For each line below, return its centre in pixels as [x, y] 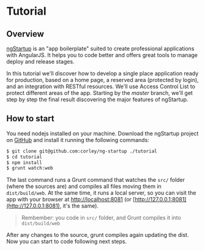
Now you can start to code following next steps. [67, 242]
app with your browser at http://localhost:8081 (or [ [71, 200]
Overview [25, 34]
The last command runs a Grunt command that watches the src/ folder [96, 180]
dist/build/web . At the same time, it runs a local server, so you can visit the [101, 193]
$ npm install [24, 163]
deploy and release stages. [40, 62]
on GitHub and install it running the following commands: [78, 140]
